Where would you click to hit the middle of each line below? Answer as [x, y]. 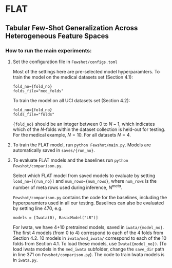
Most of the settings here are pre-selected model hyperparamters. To [86, 71]
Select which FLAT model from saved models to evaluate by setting [84, 176]
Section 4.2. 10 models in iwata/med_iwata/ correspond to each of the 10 [90, 238]
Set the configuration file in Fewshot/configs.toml [65, 62]
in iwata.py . [25, 260]
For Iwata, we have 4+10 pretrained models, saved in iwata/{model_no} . [88, 227]
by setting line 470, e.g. [37, 208]
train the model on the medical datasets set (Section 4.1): [73, 77]
